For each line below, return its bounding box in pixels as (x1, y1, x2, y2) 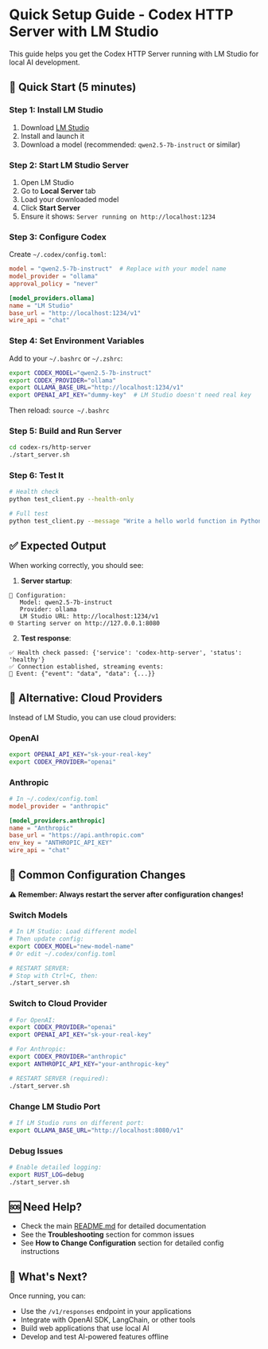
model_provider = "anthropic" (9, 802, 110, 811)
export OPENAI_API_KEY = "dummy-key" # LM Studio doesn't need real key (9, 391, 251, 400)
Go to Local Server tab (20, 186, 96, 195)
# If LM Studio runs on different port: (9, 1118, 146, 1126)
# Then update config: (9, 935, 84, 943)
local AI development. (9, 57, 80, 67)
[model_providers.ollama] (9, 294, 95, 302)
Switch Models (9, 909, 68, 921)
